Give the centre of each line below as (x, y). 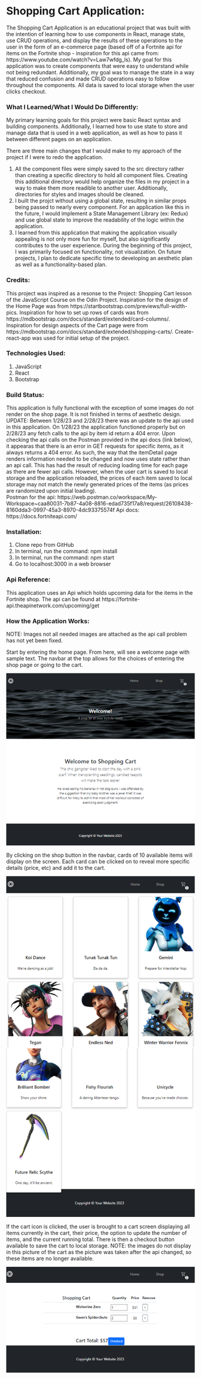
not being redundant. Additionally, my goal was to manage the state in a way (100, 72)
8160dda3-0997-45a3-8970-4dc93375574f (60, 510)
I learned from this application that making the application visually (96, 233)
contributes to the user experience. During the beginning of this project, (103, 246)
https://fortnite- (121, 599)
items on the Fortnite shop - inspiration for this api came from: (83, 53)
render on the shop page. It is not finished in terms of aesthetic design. (94, 414)
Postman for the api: (31, 497)
